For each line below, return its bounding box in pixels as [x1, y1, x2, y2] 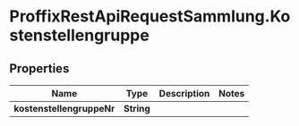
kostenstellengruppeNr [13, 103, 115, 114]
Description [158, 88, 210, 99]
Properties [9, 61, 70, 76]
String [124, 103, 150, 114]
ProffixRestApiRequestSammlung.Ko [9, 6, 291, 27]
